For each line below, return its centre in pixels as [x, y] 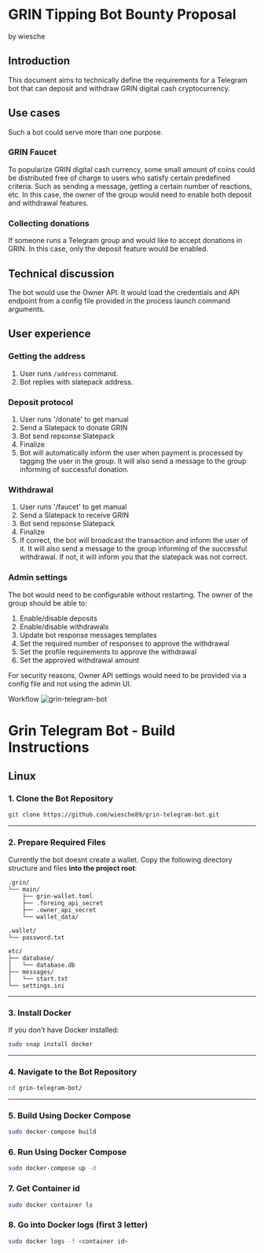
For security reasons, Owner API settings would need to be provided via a [128, 675]
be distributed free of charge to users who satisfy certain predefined [119, 178]
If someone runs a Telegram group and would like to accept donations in [125, 241]
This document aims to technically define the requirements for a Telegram [128, 79]
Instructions [49, 747]
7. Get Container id [44, 1189]
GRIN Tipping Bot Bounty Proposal [123, 15]
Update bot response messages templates [88, 635]
